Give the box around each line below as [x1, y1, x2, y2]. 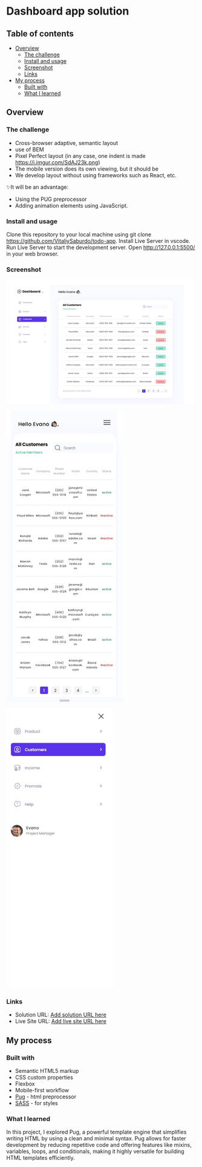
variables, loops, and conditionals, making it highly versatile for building [6, 1148, 184, 1155]
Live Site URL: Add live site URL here [15, 1018, 107, 1025]
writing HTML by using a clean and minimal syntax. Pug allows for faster [6, 1135, 186, 1142]
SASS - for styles [15, 1100, 59, 1107]
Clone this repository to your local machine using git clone [6, 231, 152, 238]
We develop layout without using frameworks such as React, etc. [15, 171, 177, 179]
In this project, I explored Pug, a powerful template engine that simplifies [6, 1128, 187, 1136]
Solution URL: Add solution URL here [15, 1011, 107, 1018]
